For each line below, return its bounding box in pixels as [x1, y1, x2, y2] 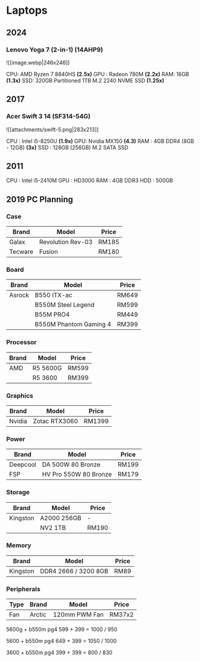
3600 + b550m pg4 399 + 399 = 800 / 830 [6, 649, 113, 656]
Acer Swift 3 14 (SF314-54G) [6, 112, 91, 120]
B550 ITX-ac [35, 291, 73, 299]
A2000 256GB [39, 514, 82, 522]
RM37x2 [109, 611, 134, 619]
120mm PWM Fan [53, 611, 104, 619]
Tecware [9, 248, 34, 256]
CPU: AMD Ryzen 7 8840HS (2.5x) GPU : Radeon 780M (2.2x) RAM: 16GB [6, 70, 189, 78]
